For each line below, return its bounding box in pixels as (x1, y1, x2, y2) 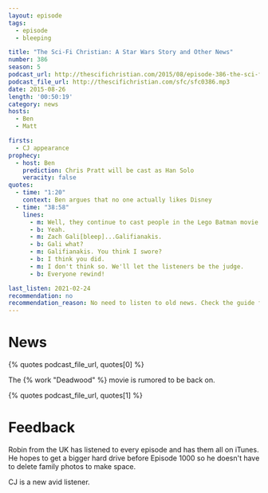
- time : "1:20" (15, 189, 66, 197)
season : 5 (8, 63, 41, 72)
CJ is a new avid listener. (8, 477, 90, 487)
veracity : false (22, 174, 77, 182)
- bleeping (15, 33, 52, 42)
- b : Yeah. (29, 225, 66, 233)
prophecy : (8, 151, 41, 159)
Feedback (8, 419, 76, 436)
